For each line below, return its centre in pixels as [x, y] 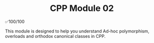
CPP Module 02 [82, 8]
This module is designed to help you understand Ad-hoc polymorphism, [77, 31]
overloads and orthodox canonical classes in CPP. [55, 36]
